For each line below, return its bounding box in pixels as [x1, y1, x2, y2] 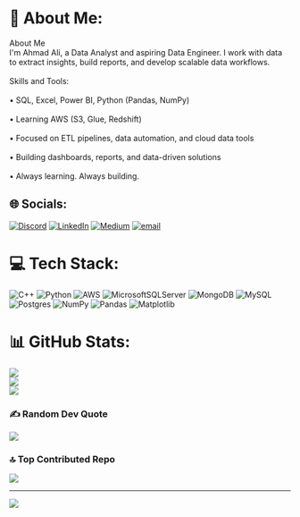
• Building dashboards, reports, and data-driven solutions [9, 151, 221, 162]
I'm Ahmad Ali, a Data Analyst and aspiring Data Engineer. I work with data [9, 47, 283, 57]
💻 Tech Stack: [9, 253, 120, 274]
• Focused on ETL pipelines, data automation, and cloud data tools [9, 132, 254, 143]
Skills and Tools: [9, 75, 70, 86]
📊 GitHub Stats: [9, 331, 131, 352]
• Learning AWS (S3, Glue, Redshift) [9, 114, 143, 124]
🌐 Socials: [9, 197, 68, 212]
